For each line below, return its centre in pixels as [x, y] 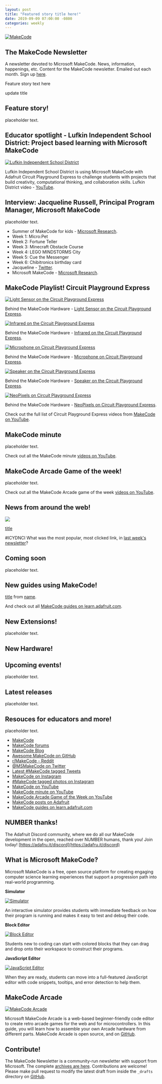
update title [16, 93]
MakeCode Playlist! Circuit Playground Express [78, 288]
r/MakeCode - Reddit [33, 761]
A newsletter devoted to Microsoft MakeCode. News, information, [70, 64]
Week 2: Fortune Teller [35, 242]
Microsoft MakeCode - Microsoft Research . [55, 272]
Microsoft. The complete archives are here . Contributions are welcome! [76, 1066]
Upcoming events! [33, 665]
